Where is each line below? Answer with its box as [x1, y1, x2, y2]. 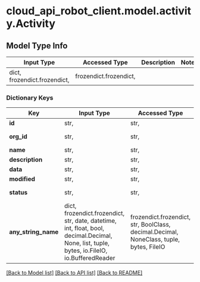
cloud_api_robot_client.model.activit [6, 4, 192, 18]
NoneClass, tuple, [130, 235, 180, 244]
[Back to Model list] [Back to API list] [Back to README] [6, 269, 143, 277]
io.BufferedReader [64, 254, 115, 262]
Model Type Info [6, 41, 68, 51]
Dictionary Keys [6, 94, 54, 102]
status [9, 188, 28, 197]
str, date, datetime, [64, 216, 117, 225]
